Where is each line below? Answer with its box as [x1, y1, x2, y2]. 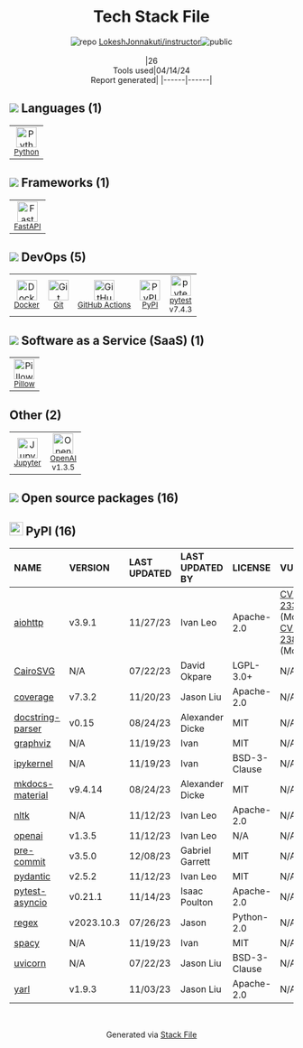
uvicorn [14, 957, 47, 969]
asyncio [14, 896, 48, 909]
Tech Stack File [93, 6, 210, 27]
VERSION [69, 561, 110, 574]
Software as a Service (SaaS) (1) [21, 332, 205, 348]
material [14, 789, 49, 802]
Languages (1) [21, 101, 103, 116]
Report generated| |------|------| [90, 74, 213, 85]
